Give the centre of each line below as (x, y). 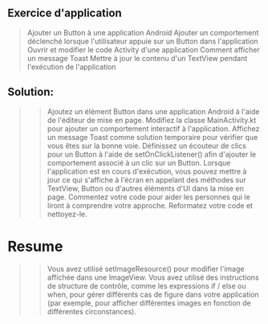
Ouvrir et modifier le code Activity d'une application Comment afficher (143, 49)
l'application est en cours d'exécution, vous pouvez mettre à (147, 171)
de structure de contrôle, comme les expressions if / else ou (146, 285)
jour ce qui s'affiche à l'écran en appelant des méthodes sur (146, 179)
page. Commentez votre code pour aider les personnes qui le (148, 197)
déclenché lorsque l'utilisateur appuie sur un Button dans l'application (142, 41)
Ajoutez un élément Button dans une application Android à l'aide (153, 111)
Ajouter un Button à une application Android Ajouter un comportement (143, 32)
